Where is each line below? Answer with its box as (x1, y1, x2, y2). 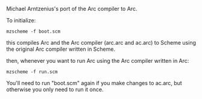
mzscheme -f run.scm (6, 69, 58, 75)
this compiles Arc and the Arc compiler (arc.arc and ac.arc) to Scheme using (6, 39, 196, 46)
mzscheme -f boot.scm (6, 28, 61, 34)
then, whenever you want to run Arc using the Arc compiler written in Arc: (6, 57, 189, 64)
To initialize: (6, 17, 36, 24)
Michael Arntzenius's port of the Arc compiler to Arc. (6, 5, 137, 12)
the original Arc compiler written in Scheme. (6, 45, 116, 53)
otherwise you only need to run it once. (6, 86, 104, 93)
